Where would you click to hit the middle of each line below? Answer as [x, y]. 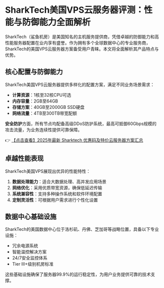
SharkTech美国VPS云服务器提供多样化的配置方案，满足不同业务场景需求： [80, 84]
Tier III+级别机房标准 [33, 264]
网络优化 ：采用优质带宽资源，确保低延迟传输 [57, 187]
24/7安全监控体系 [30, 258]
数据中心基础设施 [31, 216]
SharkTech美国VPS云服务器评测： [74, 10]
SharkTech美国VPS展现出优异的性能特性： [48, 171]
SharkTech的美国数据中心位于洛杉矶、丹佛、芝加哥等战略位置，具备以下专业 [82, 229]
